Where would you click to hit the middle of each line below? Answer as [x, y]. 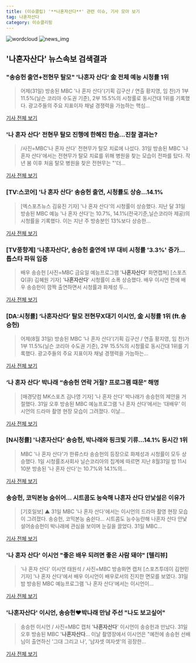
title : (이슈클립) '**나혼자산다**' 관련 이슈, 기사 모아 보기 [73, 11]
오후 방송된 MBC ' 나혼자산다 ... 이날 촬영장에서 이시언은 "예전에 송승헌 [100, 634]
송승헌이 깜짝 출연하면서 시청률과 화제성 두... [78, 287]
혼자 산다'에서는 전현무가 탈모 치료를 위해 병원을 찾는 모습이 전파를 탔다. [102, 156]
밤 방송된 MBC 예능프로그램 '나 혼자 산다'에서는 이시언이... [87, 584]
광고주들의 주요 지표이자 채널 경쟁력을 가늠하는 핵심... [89, 105]
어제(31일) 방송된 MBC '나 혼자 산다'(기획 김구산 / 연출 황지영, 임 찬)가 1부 [104, 91]
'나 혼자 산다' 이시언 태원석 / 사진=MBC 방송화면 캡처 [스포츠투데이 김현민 [104, 569]
